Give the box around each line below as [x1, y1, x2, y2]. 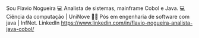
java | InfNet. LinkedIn [6, 19, 60, 26]
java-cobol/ [6, 26, 34, 32]
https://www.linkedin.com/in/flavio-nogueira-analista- [61, 19, 193, 26]
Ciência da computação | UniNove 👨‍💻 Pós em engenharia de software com [6, 13, 190, 20]
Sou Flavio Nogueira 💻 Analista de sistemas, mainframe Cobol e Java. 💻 [6, 5, 185, 12]
